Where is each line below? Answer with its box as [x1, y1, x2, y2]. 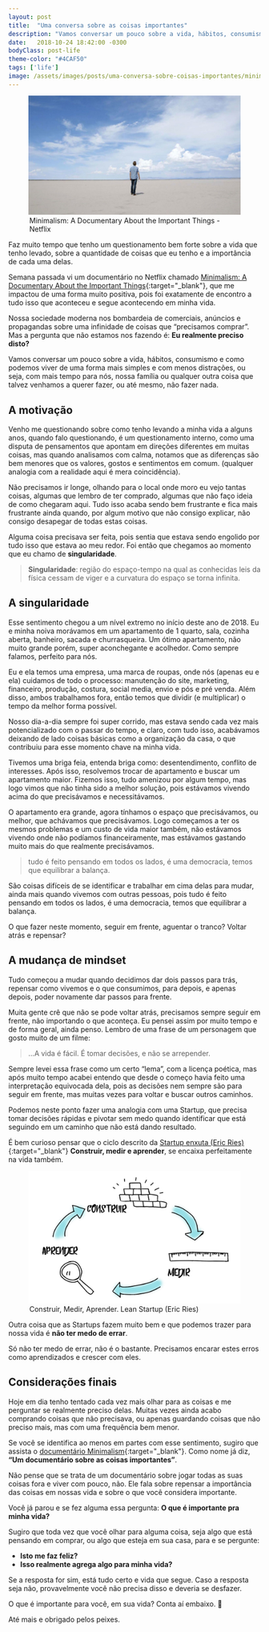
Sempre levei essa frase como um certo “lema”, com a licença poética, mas [8, 1063, 258, 1073]
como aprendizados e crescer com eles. [8, 1352, 142, 1361]
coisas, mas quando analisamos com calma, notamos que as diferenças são [8, 450, 259, 460]
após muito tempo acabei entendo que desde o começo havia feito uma [8, 1072, 246, 1082]
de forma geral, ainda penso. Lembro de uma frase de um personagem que [8, 1024, 257, 1034]
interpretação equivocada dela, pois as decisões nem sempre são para [8, 1081, 243, 1091]
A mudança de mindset [8, 954, 126, 967]
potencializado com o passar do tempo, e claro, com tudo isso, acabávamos [8, 725, 260, 734]
